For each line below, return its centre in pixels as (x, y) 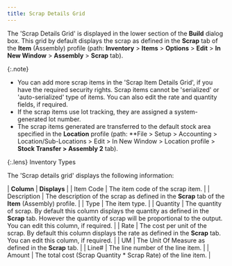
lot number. (65, 119)
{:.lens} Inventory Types (42, 162)
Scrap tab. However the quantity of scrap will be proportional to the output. (115, 218)
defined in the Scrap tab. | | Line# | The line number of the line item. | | (108, 247)
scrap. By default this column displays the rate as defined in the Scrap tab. (114, 233)
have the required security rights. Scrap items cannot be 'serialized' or (118, 89)
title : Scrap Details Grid (46, 14)
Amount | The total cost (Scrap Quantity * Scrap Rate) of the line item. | (109, 255)
